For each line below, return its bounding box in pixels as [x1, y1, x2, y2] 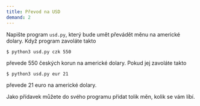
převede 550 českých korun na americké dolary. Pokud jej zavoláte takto [6, 59, 187, 66]
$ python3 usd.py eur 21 [6, 71, 69, 77]
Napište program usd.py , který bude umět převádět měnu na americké [6, 31, 181, 38]
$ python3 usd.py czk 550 [6, 49, 71, 54]
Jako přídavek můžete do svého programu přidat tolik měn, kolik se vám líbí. [6, 93, 195, 100]
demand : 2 [6, 14, 31, 20]
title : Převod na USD [6, 8, 61, 15]
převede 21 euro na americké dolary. [6, 81, 97, 89]
